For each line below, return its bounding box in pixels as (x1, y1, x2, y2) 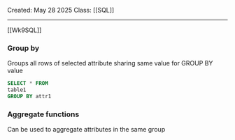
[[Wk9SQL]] (7, 26, 42, 34)
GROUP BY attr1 (7, 93, 52, 100)
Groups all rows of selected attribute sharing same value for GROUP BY (7, 59, 213, 68)
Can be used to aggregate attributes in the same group (7, 125, 166, 134)
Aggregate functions (7, 109, 80, 119)
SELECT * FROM (7, 80, 49, 87)
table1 (7, 86, 27, 93)
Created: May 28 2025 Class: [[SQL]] (7, 6, 115, 14)
